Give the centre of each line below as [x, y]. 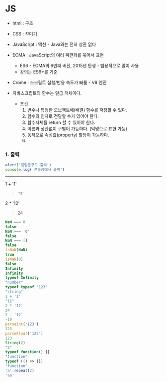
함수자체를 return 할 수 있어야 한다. [61, 122]
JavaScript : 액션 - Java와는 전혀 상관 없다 [54, 44]
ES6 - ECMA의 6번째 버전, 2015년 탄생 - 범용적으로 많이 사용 [79, 65]
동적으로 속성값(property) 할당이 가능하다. [68, 135]
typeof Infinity [22, 278]
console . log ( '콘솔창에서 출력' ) [35, 170]
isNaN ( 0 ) [14, 259]
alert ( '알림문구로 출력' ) [28, 165]
